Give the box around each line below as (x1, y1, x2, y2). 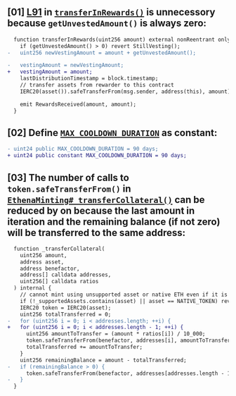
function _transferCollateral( (13, 245, 105, 252)
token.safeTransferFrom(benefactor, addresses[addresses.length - (25, 370, 225, 377)
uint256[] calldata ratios (20, 278, 99, 285)
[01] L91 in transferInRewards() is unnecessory (7, 6, 216, 18)
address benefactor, (20, 265, 80, 272)
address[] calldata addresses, (20, 271, 112, 278)
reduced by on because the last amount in (7, 204, 195, 216)
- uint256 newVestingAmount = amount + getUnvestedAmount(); (7, 49, 197, 56)
